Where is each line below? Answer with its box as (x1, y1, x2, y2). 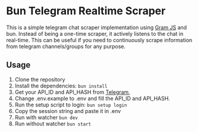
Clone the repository (14, 76, 65, 83)
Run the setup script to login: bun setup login (14, 101, 127, 108)
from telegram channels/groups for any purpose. (6, 43, 126, 50)
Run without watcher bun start (14, 120, 92, 127)
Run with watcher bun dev (14, 114, 78, 121)
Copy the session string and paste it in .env (14, 107, 121, 114)
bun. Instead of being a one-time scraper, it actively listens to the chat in (6, 30, 184, 37)
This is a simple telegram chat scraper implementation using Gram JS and (6, 24, 187, 31)
